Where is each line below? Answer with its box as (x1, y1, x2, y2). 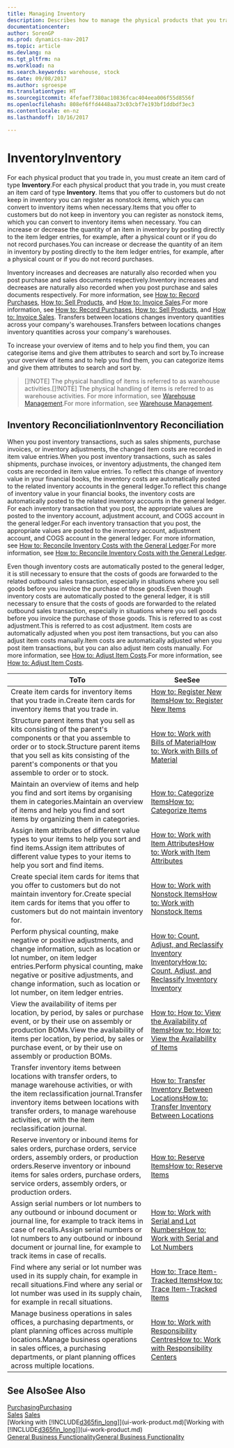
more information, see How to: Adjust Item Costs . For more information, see (7, 651, 223, 660)
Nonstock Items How (150, 889, 218, 899)
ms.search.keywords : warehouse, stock (7, 68, 120, 75)
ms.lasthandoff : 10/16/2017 (7, 114, 89, 121)
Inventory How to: (150, 957, 208, 967)
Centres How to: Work (150, 1335, 221, 1345)
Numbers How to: (150, 1225, 207, 1235)
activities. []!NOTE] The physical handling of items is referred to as (24, 384, 214, 393)
